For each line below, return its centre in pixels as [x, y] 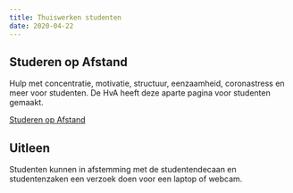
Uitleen [30, 148]
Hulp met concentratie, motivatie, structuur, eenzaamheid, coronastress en [147, 84]
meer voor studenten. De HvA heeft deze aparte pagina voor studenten [140, 93]
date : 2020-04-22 [42, 26]
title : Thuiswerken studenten [66, 17]
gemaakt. [27, 103]
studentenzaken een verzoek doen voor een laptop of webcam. [126, 179]
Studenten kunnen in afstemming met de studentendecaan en [123, 170]
